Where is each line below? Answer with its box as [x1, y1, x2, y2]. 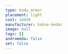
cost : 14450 [5, 17, 31, 22]
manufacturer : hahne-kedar [5, 22, 63, 27]
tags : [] [5, 31, 24, 37]
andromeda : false [5, 37, 42, 42]
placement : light [5, 12, 42, 17]
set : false [5, 41, 29, 46]
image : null [5, 27, 31, 32]
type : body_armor [5, 7, 42, 13]
